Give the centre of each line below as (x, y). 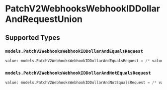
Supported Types (33, 38)
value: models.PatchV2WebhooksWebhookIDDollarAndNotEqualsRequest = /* (81, 83)
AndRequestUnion (44, 19)
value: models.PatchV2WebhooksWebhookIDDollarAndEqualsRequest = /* (78, 61)
